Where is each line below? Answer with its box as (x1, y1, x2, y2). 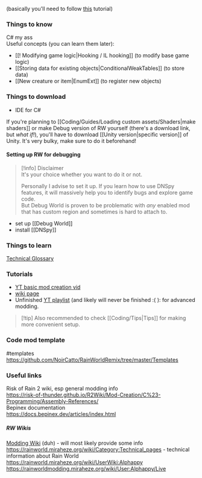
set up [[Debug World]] (14, 219, 73, 227)
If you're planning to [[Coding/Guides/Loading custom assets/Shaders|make (6, 118, 196, 125)
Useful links (6, 371, 42, 379)
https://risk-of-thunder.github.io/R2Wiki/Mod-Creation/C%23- (6, 391, 161, 398)
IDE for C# (14, 106, 41, 113)
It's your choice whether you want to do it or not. (21, 171, 143, 178)
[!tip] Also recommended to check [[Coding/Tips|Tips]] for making (21, 315, 186, 322)
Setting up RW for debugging (6, 151, 81, 159)
